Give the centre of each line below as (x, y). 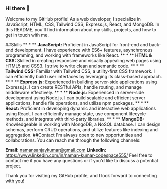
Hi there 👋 (18, 8)
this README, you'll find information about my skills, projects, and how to (81, 30)
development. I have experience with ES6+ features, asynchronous (83, 50)
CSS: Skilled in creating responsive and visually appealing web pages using (83, 61)
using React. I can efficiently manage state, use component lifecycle (76, 114)
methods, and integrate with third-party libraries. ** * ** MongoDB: (75, 119)
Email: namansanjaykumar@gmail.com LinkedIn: (56, 150)
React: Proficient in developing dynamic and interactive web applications (81, 109)
